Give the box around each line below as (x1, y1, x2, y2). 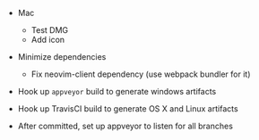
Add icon (30, 35, 65, 45)
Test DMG (30, 25, 69, 35)
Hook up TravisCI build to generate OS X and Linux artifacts (17, 103, 239, 114)
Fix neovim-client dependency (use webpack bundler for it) (30, 69, 251, 79)
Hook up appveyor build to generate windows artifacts (17, 86, 217, 96)
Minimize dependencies (17, 52, 107, 62)
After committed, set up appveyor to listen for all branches (17, 120, 233, 131)
